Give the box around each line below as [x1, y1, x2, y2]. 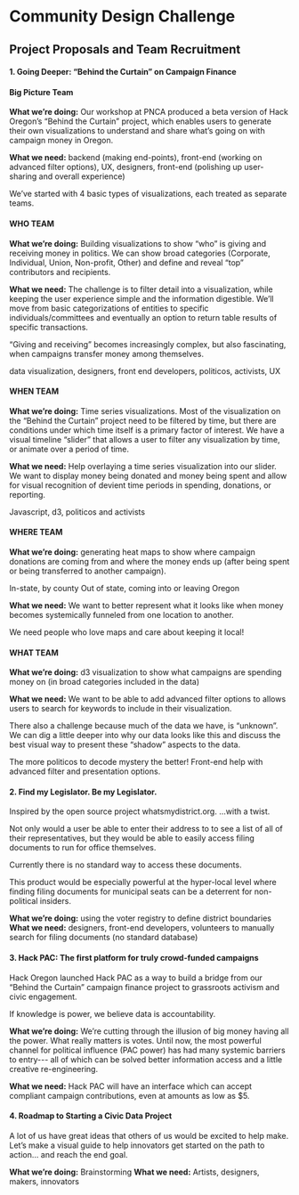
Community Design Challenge [9, 6, 236, 27]
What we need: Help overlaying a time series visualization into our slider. [9, 460, 278, 471]
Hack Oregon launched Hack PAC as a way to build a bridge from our [9, 972, 263, 983]
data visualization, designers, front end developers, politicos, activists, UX [9, 365, 281, 376]
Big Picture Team [9, 86, 74, 97]
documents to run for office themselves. [9, 842, 157, 853]
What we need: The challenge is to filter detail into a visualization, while [9, 283, 273, 295]
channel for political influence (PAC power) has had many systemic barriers [9, 1045, 287, 1055]
